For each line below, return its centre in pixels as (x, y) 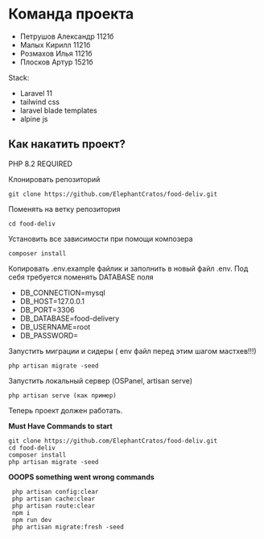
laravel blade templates (59, 110)
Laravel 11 (36, 93)
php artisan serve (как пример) (62, 396)
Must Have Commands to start (60, 426)
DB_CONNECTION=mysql (63, 292)
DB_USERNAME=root (55, 326)
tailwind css (40, 102)
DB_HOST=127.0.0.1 (52, 301)
